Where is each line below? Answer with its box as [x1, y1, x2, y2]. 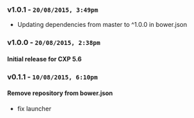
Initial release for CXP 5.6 [7, 55, 82, 63]
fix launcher [17, 104, 52, 112]
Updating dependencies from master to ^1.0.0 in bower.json [17, 21, 187, 29]
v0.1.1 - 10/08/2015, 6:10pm [7, 72, 98, 81]
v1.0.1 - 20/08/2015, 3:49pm [7, 5, 98, 14]
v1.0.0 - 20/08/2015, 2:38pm [7, 38, 100, 48]
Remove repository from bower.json [7, 89, 113, 97]
